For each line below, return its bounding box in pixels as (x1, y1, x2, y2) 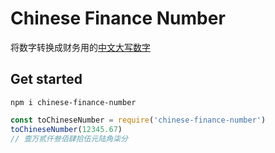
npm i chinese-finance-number (10, 97, 137, 107)
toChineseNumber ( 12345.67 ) (10, 124, 123, 134)
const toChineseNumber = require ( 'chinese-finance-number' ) (10, 115, 267, 125)
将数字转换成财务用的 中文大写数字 (10, 41, 151, 53)
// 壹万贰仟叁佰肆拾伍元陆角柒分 (10, 133, 128, 144)
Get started (10, 71, 83, 88)
